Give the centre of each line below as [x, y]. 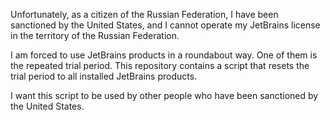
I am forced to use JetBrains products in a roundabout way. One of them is [164, 55]
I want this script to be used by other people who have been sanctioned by [164, 95]
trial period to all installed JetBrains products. [104, 76]
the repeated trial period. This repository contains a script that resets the [160, 65]
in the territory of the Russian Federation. [95, 35]
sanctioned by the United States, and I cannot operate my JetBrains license [165, 25]
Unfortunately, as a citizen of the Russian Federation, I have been [144, 14]
